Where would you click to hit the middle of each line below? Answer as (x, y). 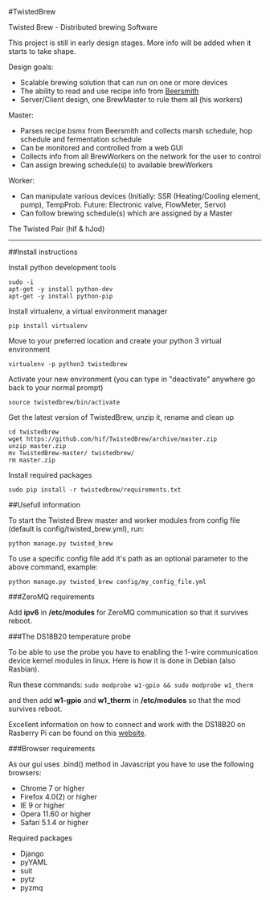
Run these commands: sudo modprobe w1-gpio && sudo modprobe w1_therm (131, 684)
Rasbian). (24, 669)
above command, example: (53, 567)
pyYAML (34, 862)
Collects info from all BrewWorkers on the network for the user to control (140, 156)
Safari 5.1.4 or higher (54, 822)
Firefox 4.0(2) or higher (59, 797)
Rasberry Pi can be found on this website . (78, 733)
